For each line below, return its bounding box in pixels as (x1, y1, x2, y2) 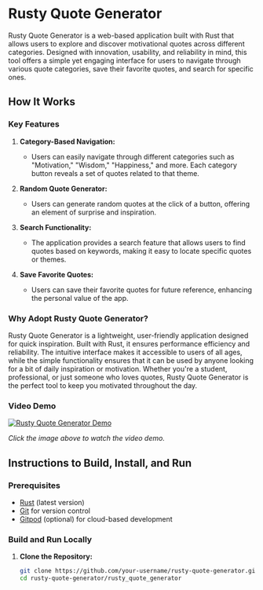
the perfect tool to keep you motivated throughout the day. (8, 380, 198, 390)
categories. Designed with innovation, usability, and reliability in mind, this (8, 47, 247, 57)
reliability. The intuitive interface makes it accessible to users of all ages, (8, 347, 243, 357)
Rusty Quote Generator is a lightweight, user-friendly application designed (8, 331, 249, 340)
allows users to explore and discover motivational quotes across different (8, 38, 245, 48)
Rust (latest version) (19, 497, 85, 507)
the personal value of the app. (31, 293, 129, 302)
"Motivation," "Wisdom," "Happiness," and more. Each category (31, 160, 238, 170)
